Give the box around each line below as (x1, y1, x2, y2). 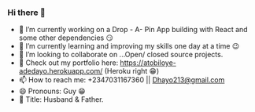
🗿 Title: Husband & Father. (18, 95, 104, 104)
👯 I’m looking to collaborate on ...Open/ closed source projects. (18, 50, 224, 60)
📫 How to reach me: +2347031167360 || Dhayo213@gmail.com (18, 75, 225, 85)
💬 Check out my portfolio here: (18, 58, 119, 67)
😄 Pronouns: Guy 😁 (18, 86, 86, 96)
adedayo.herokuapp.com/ (18, 67, 103, 76)
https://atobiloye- (120, 58, 176, 67)
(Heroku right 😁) (104, 67, 160, 76)
